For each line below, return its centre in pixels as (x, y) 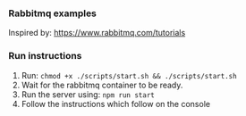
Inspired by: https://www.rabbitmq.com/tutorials (97, 33)
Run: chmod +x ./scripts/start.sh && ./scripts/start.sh (129, 75)
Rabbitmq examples (53, 13)
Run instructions (45, 56)
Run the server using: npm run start (88, 94)
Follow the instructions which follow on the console (116, 104)
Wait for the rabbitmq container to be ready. (102, 85)
